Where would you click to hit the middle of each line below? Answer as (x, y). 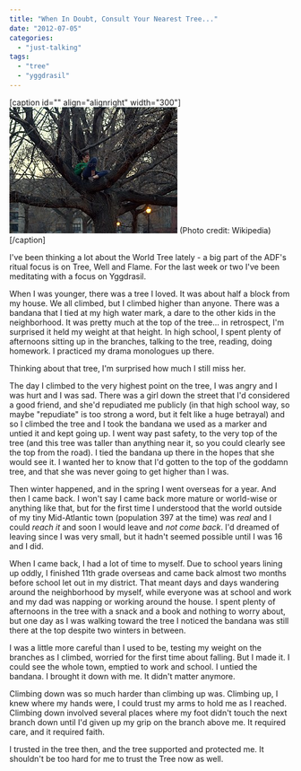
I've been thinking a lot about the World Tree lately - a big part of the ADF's (148, 257)
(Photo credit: (204, 230)
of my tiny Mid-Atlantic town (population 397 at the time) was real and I (140, 517)
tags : (19, 57)
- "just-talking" (50, 48)
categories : (31, 38)
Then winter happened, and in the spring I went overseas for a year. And (143, 488)
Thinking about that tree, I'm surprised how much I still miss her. (128, 368)
